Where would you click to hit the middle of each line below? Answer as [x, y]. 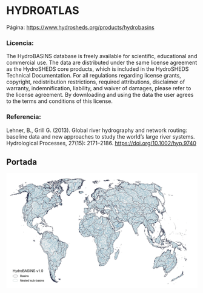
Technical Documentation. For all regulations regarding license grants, [94, 76]
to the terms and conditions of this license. [60, 101]
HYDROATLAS [43, 11]
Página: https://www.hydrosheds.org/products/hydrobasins [80, 27]
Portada [22, 162]
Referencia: [24, 117]
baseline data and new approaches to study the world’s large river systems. [101, 136]
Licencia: [20, 43]
